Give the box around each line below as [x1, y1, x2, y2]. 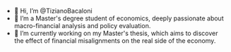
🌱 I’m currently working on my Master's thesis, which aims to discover [13, 29, 218, 37]
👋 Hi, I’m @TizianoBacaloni [13, 7, 93, 15]
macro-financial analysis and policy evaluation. [13, 22, 151, 30]
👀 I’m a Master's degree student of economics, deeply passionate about [13, 14, 224, 22]
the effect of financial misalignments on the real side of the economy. [13, 37, 216, 45]
